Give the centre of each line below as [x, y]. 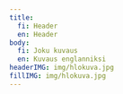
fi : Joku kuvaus [48, 51]
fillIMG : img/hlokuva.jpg [57, 76]
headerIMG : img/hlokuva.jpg [62, 68]
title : [22, 17]
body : [19, 43]
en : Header [38, 34]
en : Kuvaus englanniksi [61, 59]
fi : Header [38, 26]
